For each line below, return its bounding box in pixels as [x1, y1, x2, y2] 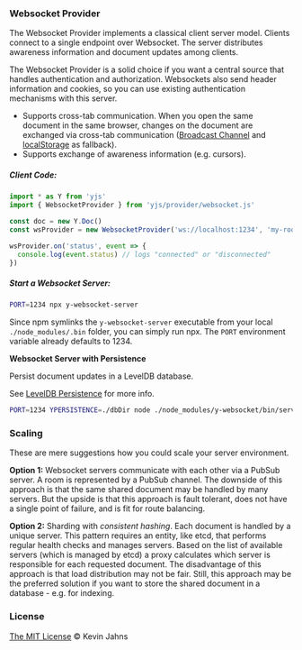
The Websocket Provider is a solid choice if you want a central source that [9, 64, 285, 75]
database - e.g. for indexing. [9, 588, 115, 599]
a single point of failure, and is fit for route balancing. [9, 503, 206, 514]
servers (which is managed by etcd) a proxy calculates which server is [9, 549, 271, 561]
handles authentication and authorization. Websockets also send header [9, 74, 277, 85]
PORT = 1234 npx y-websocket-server [9, 300, 139, 309]
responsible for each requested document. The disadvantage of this [9, 559, 262, 570]
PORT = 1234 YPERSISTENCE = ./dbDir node [9, 406, 151, 415]
